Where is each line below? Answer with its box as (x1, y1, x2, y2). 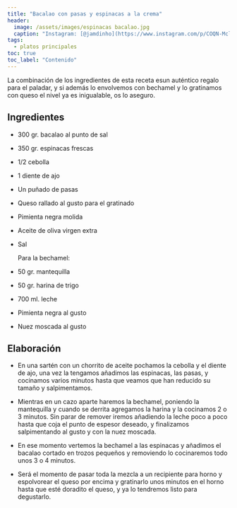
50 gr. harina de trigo (17, 281, 79, 289)
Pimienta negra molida (17, 212, 83, 221)
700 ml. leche (17, 294, 58, 303)
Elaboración (7, 342, 61, 354)
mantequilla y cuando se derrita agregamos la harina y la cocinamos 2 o (17, 405, 227, 414)
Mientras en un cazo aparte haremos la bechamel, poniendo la (17, 398, 200, 406)
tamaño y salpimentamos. (17, 383, 93, 393)
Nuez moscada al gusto (17, 322, 87, 330)
